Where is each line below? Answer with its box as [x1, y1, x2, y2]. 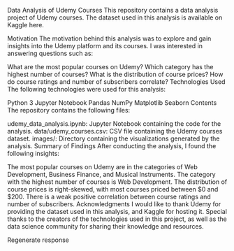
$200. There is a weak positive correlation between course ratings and [7, 192, 211, 201]
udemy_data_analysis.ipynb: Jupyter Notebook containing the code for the [7, 120, 221, 128]
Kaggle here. [7, 21, 44, 29]
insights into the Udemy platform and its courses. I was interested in [7, 42, 203, 50]
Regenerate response [7, 236, 70, 244]
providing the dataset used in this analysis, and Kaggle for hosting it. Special [7, 208, 227, 215]
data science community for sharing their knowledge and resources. [7, 222, 204, 230]
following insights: [7, 150, 59, 157]
